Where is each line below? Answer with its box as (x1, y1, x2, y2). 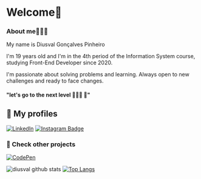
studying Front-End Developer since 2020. (6, 59, 113, 66)
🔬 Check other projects (6, 140, 76, 148)
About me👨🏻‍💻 (6, 27, 49, 36)
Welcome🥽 (6, 5, 63, 19)
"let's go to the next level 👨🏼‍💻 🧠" (6, 91, 90, 99)
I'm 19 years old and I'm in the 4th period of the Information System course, (6, 53, 196, 60)
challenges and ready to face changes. (6, 77, 104, 84)
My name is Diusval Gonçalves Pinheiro (6, 41, 105, 48)
